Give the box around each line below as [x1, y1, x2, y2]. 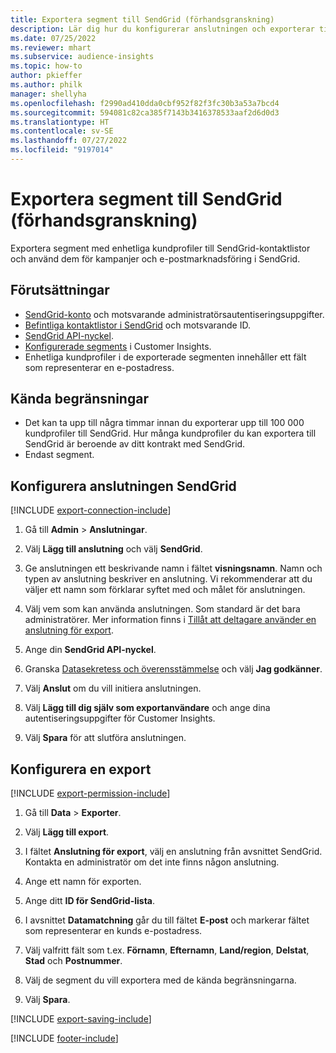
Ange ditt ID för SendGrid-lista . [24, 895, 155, 907]
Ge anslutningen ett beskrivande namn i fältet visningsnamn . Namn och [24, 562, 323, 575]
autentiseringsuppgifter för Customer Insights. [24, 712, 216, 725]
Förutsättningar [10, 282, 110, 299]
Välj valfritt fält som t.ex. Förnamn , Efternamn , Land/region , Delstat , [24, 944, 310, 956]
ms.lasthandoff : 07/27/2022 [10, 136, 128, 146]
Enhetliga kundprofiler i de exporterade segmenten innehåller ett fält [24, 351, 307, 363]
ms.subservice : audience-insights [10, 52, 155, 62]
